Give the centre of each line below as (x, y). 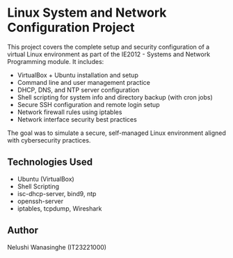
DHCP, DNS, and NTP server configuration (78, 90)
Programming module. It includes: (56, 61)
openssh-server (40, 201)
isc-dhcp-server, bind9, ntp (57, 193)
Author (23, 231)
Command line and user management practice (84, 82)
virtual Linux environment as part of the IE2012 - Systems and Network (109, 54)
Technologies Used (50, 162)
